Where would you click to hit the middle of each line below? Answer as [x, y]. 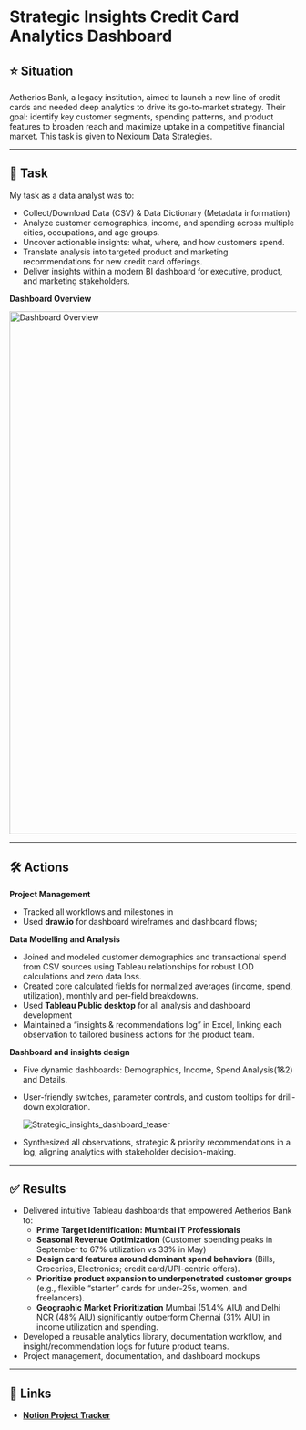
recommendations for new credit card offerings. [112, 261]
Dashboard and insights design [70, 1052]
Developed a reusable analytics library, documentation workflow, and [152, 1337]
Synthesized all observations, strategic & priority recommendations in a [157, 1142]
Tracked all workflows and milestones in [98, 912]
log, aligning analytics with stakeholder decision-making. [129, 1152]
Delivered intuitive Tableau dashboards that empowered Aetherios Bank [157, 1211]
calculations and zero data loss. [82, 976]
